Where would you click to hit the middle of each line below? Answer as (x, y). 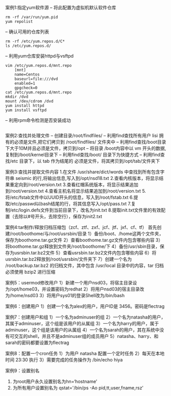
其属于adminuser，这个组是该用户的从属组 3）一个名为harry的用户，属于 (82, 323)
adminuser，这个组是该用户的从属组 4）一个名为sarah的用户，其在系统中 (82, 330)
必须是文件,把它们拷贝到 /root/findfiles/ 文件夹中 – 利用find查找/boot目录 (90, 142)
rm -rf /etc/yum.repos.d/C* (35, 41)
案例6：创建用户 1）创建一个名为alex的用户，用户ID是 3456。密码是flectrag (85, 306)
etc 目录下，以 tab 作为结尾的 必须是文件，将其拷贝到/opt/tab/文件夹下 (86, 161)
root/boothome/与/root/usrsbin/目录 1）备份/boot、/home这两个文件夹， (88, 234)
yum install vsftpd (26, 110)
